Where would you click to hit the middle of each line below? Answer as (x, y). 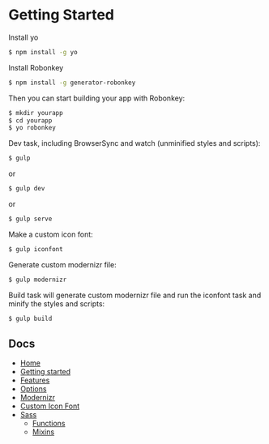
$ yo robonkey (32, 128)
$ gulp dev (27, 189)
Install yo (23, 37)
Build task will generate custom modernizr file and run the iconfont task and (135, 295)
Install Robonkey (36, 67)
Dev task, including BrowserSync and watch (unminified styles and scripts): (134, 143)
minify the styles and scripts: (57, 303)
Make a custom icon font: (51, 234)
